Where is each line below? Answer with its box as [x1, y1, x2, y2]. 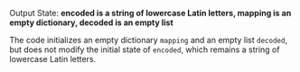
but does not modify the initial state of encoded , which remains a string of [9, 44, 280, 55]
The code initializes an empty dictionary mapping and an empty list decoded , [9, 35, 287, 45]
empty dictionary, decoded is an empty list [9, 17, 173, 28]
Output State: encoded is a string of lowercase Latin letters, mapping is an [9, 8, 292, 18]
